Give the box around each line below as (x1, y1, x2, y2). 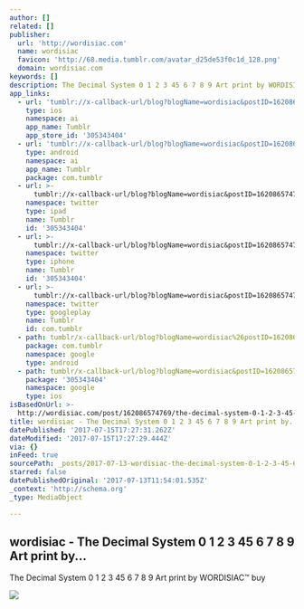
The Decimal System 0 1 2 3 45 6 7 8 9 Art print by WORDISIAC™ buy (9, 572, 266, 584)
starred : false (9, 468, 67, 477)
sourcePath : (9, 459, 54, 469)
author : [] (9, 13, 51, 23)
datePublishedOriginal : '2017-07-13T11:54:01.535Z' (9, 476, 208, 485)
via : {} (9, 442, 39, 452)
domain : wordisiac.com (17, 64, 103, 73)
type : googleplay (25, 308, 91, 317)
